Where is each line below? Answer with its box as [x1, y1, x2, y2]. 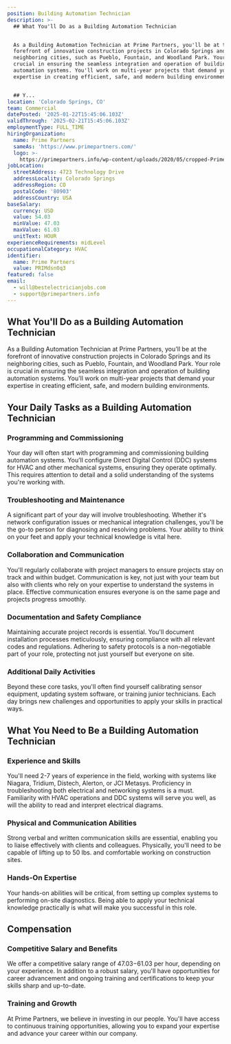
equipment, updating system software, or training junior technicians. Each [7, 690, 217, 698]
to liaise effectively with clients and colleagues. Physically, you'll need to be [7, 841, 221, 850]
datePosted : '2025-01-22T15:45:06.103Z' [7, 111, 125, 118]
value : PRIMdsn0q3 [13, 265, 67, 272]
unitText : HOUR [13, 233, 57, 240]
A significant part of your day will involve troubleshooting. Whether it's [7, 511, 207, 519]
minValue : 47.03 [13, 220, 60, 227]
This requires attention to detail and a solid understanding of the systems [7, 471, 214, 479]
